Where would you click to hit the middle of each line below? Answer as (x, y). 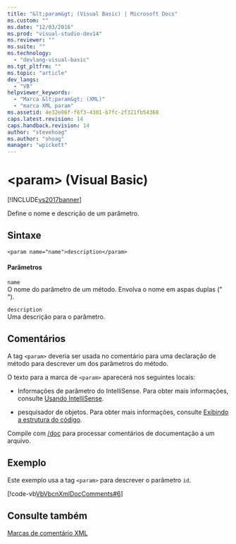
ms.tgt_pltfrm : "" (34, 66)
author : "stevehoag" (38, 132)
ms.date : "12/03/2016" (41, 27)
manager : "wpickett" (38, 146)
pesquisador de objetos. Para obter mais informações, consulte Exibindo (123, 412)
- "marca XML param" (44, 106)
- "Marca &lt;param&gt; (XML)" (60, 100)
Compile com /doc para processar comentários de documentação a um (111, 433)
